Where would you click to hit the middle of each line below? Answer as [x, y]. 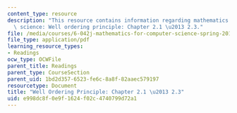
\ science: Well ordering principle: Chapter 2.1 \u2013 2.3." [108, 27]
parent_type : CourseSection [49, 72]
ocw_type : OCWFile [34, 60]
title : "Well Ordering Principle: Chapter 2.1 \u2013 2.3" [96, 92]
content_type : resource [42, 14]
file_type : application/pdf [49, 40]
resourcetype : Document [42, 86]
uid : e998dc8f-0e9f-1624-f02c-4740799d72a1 [72, 99]
